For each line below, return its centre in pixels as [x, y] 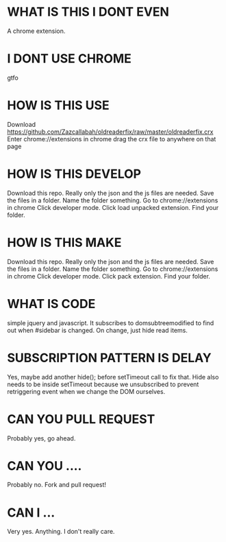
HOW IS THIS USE [58, 105]
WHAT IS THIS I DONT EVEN [88, 12]
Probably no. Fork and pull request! [57, 485]
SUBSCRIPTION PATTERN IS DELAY [109, 358]
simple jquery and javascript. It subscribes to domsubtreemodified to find [111, 322]
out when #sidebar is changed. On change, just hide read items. [98, 330]
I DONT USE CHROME [70, 59]
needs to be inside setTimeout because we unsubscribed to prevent [103, 384]
